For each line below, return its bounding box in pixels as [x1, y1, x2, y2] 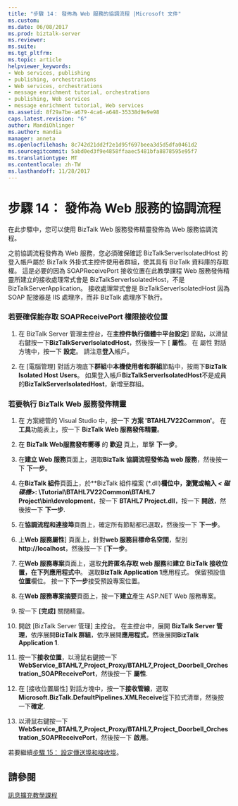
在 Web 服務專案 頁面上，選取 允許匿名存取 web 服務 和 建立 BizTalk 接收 [18, 559, 223, 568]
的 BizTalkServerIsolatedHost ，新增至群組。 [18, 379, 149, 388]
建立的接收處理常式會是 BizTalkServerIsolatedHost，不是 [20, 275, 185, 283]
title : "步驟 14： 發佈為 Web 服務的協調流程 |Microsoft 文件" [8, 10, 182, 18]
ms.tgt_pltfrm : [8, 50, 53, 57]
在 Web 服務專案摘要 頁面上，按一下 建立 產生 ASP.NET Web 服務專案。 [18, 592, 220, 600]
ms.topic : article [8, 56, 62, 63]
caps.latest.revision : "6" [8, 115, 87, 122]
